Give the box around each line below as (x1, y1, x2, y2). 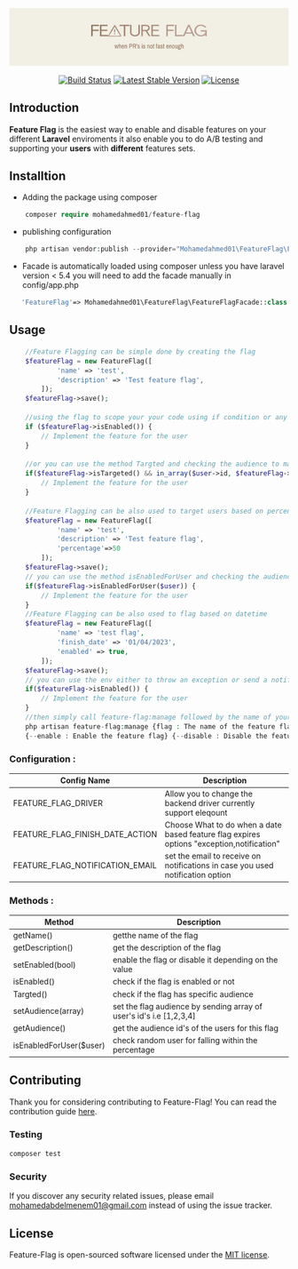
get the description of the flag (112, 942, 222, 953)
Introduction (9, 100, 80, 116)
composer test (9, 1150, 62, 1159)
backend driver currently (164, 797, 255, 808)
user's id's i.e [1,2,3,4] (112, 1010, 197, 1021)
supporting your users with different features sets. (9, 142, 196, 154)
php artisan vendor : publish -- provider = (25, 244, 176, 254)
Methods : (9, 894, 55, 906)
